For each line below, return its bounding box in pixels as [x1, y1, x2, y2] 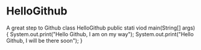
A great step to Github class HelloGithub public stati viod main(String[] [6, 24, 181, 31]
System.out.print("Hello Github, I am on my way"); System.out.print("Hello [10, 30, 194, 37]
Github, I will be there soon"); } [6, 37, 83, 44]
